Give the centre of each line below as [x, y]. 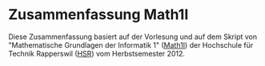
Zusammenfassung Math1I [98, 15]
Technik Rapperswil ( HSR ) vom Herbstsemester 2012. [97, 53]
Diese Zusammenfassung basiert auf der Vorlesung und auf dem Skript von [133, 37]
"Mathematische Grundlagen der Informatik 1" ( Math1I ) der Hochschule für [131, 45]
